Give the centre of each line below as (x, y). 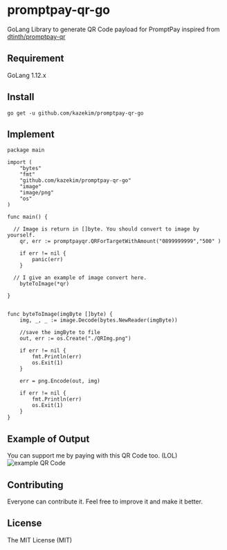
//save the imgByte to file (60, 333)
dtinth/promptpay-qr (36, 36)
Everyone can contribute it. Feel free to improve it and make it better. (105, 501)
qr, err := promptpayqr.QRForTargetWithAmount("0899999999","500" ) (120, 242)
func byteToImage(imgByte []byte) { (60, 315)
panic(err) (48, 260)
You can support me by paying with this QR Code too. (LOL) (92, 456)
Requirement (36, 59)
